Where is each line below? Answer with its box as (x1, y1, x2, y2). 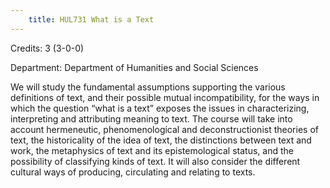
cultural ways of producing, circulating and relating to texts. (10, 166, 256, 178)
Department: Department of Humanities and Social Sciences (10, 61, 259, 73)
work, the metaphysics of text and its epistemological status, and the (10, 144, 294, 156)
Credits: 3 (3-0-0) (10, 42, 85, 54)
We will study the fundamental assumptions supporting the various (10, 81, 286, 93)
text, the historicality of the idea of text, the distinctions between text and (10, 134, 312, 146)
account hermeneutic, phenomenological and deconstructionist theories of (10, 123, 319, 135)
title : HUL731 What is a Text (28, 14, 155, 25)
